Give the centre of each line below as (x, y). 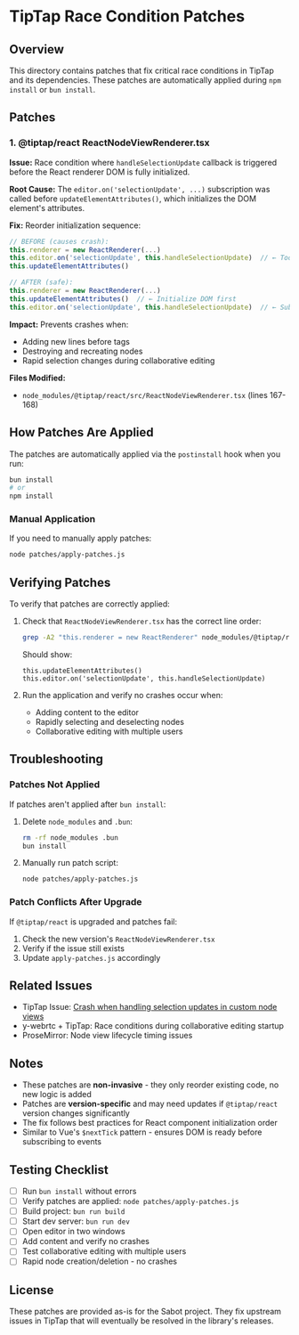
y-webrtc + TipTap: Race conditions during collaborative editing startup (153, 1026)
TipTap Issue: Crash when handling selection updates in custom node (149, 1007)
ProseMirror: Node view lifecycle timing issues (107, 1036)
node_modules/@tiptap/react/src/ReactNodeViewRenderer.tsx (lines (145, 395)
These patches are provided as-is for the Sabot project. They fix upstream (145, 1312)
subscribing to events (62, 1142)
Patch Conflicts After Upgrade (76, 902)
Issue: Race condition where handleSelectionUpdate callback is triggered (143, 162)
